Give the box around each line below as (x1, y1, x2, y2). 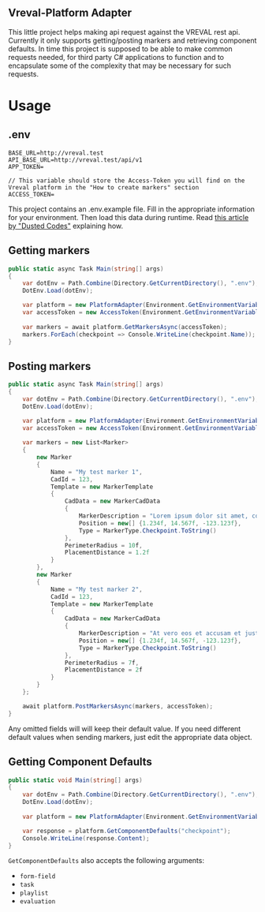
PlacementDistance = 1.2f (64, 548, 150, 557)
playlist (19, 889, 49, 898)
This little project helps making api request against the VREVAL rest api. (8, 27, 241, 36)
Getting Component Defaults (8, 755, 152, 768)
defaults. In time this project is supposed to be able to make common (8, 43, 233, 54)
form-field (19, 873, 56, 880)
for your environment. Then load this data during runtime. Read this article (8, 212, 249, 222)
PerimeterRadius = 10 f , (64, 541, 144, 549)
